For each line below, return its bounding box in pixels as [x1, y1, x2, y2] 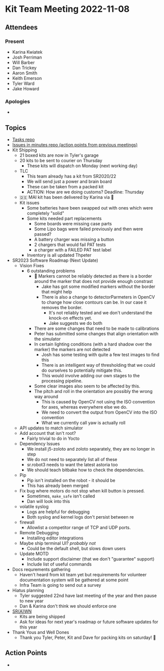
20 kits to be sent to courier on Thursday [19, 157, 103, 163]
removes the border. [41, 304, 82, 310]
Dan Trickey [12, 65, 37, 71]
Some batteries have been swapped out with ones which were [27, 205, 153, 211]
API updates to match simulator [19, 425, 83, 431]
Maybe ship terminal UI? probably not [19, 540, 96, 546]
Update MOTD [19, 551, 49, 557]
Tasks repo [12, 137, 35, 142]
